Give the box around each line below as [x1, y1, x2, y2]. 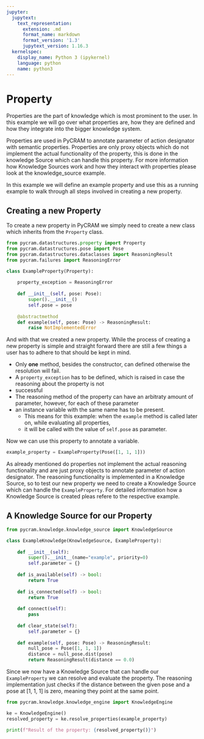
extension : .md [22, 26, 62, 32]
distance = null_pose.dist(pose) [28, 651, 113, 657]
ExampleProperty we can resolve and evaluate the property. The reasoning [6, 674, 192, 682]
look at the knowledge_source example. [6, 169, 106, 177]
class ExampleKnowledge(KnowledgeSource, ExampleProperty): [6, 537, 163, 544]
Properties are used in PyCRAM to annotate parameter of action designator [6, 137, 195, 144]
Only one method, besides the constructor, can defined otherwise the [15, 361, 191, 368]
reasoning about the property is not [15, 380, 105, 388]
